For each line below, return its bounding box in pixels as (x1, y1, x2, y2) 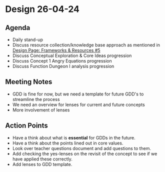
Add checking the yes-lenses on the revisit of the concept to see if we (12, 150, 157, 156)
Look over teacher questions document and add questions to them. (12, 145, 151, 151)
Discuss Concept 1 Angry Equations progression (12, 58, 112, 63)
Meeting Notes (5, 77, 52, 86)
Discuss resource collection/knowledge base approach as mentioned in (12, 42, 160, 48)
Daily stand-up (12, 36, 43, 42)
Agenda (5, 23, 30, 32)
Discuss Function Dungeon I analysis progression (12, 63, 114, 69)
